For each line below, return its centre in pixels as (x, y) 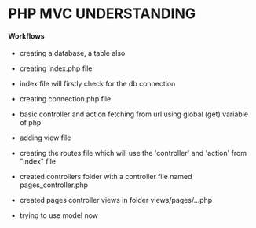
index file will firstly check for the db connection (97, 84)
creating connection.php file (65, 99)
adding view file (45, 138)
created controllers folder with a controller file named (106, 177)
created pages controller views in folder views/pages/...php (116, 200)
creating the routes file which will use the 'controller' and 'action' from (133, 153)
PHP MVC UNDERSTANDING (102, 14)
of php (30, 123)
